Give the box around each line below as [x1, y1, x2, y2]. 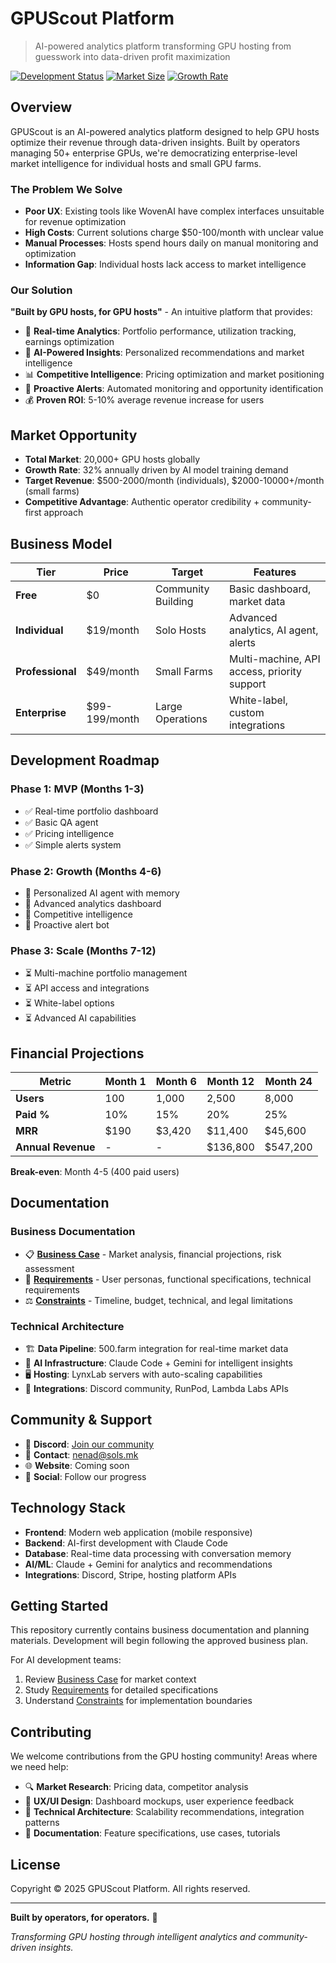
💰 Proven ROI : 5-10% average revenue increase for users [24, 394, 265, 406]
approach [43, 507, 84, 519]
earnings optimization [24, 336, 115, 348]
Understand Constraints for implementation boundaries [24, 1695, 253, 1707]
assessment [24, 1262, 75, 1274]
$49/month [86, 664, 140, 678]
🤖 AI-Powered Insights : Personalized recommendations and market [24, 347, 305, 359]
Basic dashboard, [228, 582, 312, 596]
